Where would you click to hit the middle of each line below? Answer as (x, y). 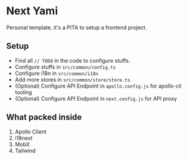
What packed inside (44, 117)
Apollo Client (30, 132)
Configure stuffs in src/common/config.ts (65, 67)
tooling (23, 92)
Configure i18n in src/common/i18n (56, 73)
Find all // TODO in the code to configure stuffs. (72, 60)
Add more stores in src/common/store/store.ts (72, 79)
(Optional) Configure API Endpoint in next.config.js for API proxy (96, 98)
